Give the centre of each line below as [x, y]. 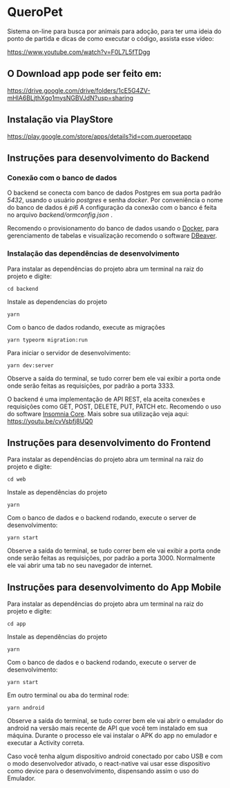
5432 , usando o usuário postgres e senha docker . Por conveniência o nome [115, 200]
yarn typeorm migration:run [48, 340]
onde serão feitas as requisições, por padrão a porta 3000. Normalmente [111, 558]
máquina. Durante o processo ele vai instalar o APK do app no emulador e [112, 735]
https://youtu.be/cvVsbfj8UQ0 [50, 421]
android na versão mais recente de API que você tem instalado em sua [108, 728]
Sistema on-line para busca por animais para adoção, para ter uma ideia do [114, 31]
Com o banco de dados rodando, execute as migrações [86, 327]
